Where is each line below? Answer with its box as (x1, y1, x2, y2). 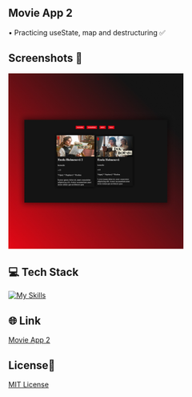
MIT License (8, 380, 50, 390)
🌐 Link (8, 314, 42, 327)
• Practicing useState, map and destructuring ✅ (8, 27, 166, 37)
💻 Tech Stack (8, 265, 79, 279)
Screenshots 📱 (8, 51, 83, 65)
